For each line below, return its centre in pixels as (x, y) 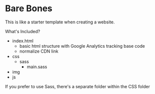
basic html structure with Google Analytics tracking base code (82, 46)
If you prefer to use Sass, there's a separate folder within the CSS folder (77, 86)
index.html (23, 41)
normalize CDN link (39, 51)
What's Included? (23, 31)
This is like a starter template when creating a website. (60, 22)
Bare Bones (29, 9)
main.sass (37, 67)
